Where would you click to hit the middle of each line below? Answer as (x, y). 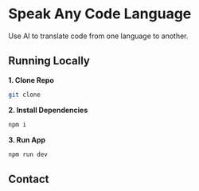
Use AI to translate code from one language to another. (98, 36)
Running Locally (49, 61)
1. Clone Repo (31, 80)
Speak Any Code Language (100, 14)
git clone (25, 95)
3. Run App (27, 139)
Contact (29, 179)
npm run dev (28, 154)
